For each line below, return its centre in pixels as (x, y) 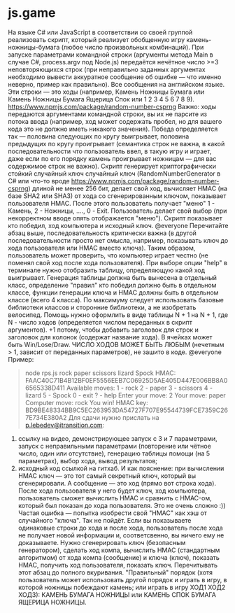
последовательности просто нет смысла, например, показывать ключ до (118, 240)
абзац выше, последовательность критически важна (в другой (102, 233)
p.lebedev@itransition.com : (65, 425)
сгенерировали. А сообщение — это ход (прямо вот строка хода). (117, 483)
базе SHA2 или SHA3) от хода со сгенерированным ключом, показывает (117, 196)
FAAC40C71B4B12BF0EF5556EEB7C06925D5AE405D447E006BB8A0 (126, 380)
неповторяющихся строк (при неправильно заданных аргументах (107, 69)
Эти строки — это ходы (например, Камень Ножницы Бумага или (106, 92)
